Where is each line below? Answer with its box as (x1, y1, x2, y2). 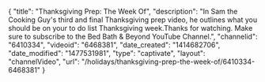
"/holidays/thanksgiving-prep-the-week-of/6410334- (81, 57, 256, 66)
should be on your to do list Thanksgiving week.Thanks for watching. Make (8, 24, 253, 32)
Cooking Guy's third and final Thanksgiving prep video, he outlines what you (8, 15, 258, 24)
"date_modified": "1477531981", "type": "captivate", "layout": (8, 49, 206, 58)
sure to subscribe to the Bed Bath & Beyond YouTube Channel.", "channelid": (8, 32, 258, 41)
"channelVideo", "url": (8, 57, 81, 66)
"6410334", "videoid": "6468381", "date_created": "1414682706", (8, 40, 221, 50)
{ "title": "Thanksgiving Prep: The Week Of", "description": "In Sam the (8, 7, 238, 16)
